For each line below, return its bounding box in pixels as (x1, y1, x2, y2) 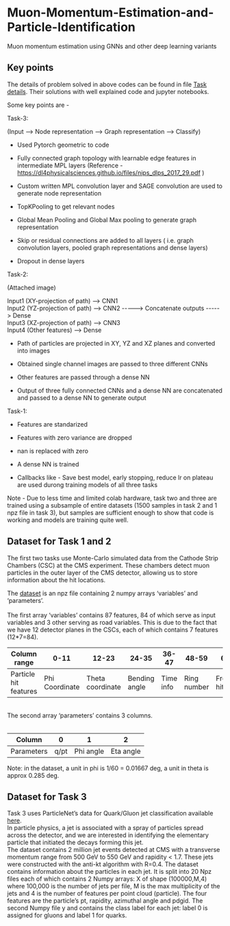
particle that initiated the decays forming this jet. (7, 838, 144, 846)
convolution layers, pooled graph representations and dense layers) (16, 244, 208, 252)
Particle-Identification (7, 19, 136, 35)
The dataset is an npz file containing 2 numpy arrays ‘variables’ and (7, 589, 199, 597)
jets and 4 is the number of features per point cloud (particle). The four (7, 890, 207, 898)
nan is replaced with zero (16, 447, 89, 455)
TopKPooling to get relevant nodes (16, 202, 115, 211)
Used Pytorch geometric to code (16, 141, 110, 149)
